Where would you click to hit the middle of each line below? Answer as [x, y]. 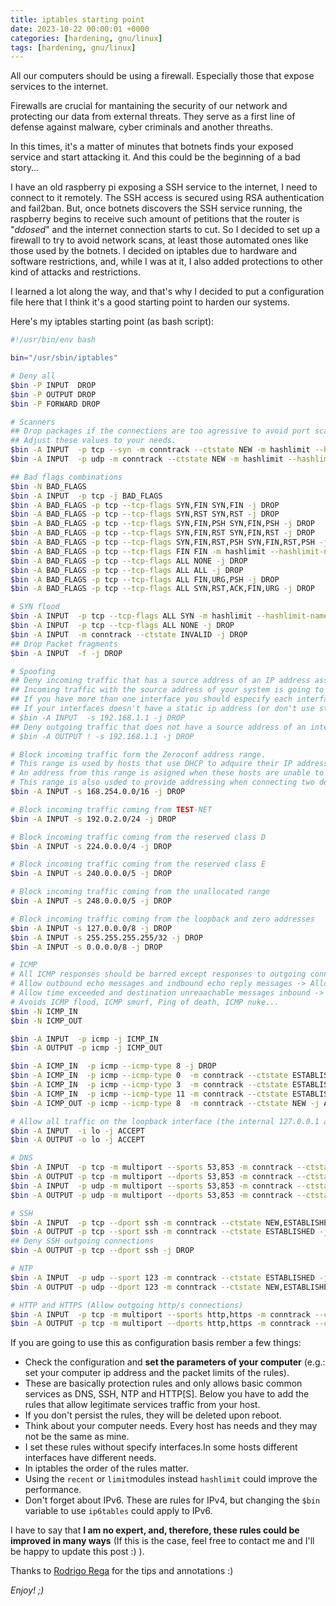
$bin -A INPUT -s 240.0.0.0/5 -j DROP [91, 874]
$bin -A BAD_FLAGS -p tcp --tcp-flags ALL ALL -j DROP [127, 570]
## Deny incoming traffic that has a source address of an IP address [160, 681]
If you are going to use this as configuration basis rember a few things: [156, 1343]
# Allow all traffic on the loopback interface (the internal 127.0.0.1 [165, 1121]
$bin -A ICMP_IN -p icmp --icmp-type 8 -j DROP [113, 1066]
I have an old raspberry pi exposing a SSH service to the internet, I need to [164, 187]
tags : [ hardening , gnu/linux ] [73, 47]
